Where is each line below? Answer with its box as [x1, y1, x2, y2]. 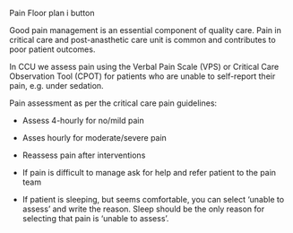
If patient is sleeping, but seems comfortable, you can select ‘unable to [22, 194, 285, 204]
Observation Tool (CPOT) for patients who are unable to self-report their [9, 71, 276, 82]
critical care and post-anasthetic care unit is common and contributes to [9, 35, 276, 45]
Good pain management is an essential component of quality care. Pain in [9, 25, 282, 35]
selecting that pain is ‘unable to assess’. [22, 213, 169, 223]
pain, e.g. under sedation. [9, 81, 105, 91]
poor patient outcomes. [9, 44, 96, 55]
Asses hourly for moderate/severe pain [22, 133, 168, 142]
